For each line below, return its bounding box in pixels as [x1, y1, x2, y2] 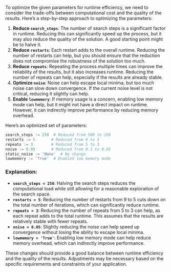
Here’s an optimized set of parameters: [5, 123, 88, 128]
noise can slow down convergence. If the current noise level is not [12, 85, 153, 91]
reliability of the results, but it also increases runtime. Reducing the [12, 69, 154, 75]
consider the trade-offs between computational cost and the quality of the [5, 10, 162, 16]
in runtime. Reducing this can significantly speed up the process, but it [12, 31, 162, 36]
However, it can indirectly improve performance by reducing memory [12, 107, 159, 113]
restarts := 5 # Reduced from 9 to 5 [5, 137, 100, 142]
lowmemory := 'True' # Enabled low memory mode [5, 156, 111, 161]
